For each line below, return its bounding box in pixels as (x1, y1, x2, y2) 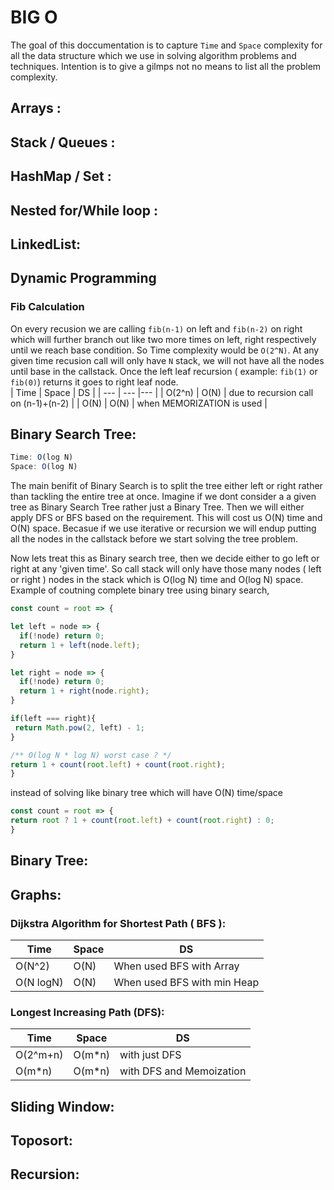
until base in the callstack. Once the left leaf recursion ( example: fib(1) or (10, 365, 318, 377)
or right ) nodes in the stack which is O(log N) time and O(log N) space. (10, 574, 304, 586)
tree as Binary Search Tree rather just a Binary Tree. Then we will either (10, 501, 305, 513)
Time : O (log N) (10, 452, 74, 463)
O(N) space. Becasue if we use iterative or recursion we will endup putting (10, 522, 317, 535)
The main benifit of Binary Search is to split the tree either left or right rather (10, 480, 323, 492)
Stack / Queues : (10, 134, 116, 151)
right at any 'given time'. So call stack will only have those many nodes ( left (10, 563, 322, 575)
